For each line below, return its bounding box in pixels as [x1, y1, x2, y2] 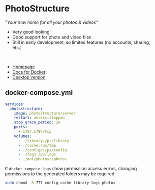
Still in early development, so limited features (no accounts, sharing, [12, 39, 150, 45]
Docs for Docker [12, 69, 46, 75]
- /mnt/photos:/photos [18, 156, 67, 162]
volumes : [14, 134, 32, 139]
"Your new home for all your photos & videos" [5, 19, 98, 25]
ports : [14, 124, 28, 130]
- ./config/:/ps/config [18, 148, 67, 152]
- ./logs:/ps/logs [18, 152, 56, 157]
